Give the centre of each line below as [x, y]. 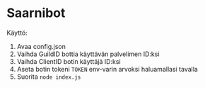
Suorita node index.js [49, 77]
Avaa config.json [41, 46]
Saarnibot [36, 13]
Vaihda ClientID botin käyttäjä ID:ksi [69, 61]
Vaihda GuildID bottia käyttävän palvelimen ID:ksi [88, 54]
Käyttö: [17, 33]
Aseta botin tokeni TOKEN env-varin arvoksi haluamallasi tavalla [107, 69]
